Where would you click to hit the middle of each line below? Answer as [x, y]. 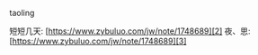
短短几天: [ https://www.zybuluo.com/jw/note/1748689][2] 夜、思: [130, 31]
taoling [22, 13]
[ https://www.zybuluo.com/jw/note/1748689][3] [98, 41]
